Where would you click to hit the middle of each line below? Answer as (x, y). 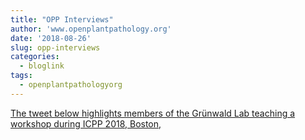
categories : (35, 57)
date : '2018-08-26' (51, 38)
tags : (21, 76)
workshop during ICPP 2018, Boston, (86, 123)
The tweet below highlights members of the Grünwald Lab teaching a (153, 113)
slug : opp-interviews (55, 47)
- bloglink (42, 66)
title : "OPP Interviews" (62, 19)
